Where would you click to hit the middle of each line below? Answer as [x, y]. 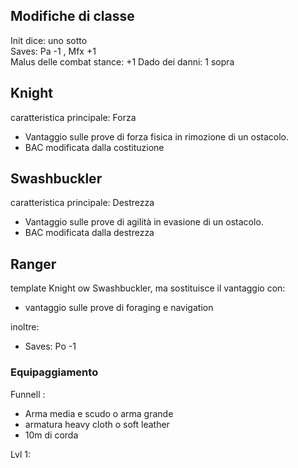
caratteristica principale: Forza [73, 117]
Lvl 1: [20, 454]
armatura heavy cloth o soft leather [97, 424]
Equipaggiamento [54, 372]
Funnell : [28, 394]
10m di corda [51, 435]
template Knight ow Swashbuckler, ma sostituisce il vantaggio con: [148, 288]
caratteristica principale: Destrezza [82, 203]
